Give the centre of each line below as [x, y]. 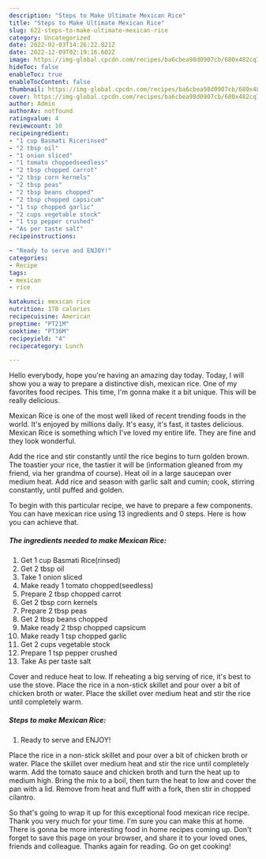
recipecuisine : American [50, 317]
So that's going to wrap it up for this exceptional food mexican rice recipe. [129, 813]
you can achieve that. [44, 523]
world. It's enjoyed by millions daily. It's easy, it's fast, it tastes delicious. [126, 424]
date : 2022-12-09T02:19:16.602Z [62, 52]
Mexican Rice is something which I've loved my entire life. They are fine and [132, 433]
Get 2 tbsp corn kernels [59, 602]
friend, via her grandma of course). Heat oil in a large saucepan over [120, 473]
